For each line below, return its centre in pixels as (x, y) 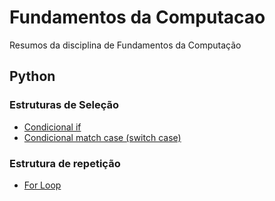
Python (32, 76)
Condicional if (52, 127)
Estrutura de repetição (65, 163)
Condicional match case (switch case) (102, 137)
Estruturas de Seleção (64, 105)
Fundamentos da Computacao (137, 17)
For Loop (42, 185)
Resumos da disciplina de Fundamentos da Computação (125, 45)
